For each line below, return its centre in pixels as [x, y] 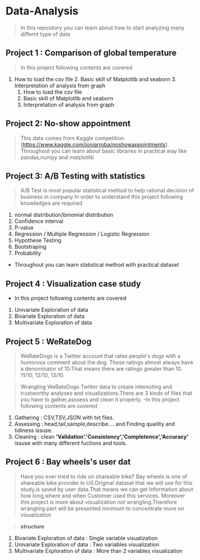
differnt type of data [45, 34]
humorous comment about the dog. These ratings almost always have [107, 362]
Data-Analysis [42, 11]
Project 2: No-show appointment [68, 123]
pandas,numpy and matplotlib [57, 157]
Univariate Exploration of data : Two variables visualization [87, 544]
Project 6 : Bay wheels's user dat [68, 462]
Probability [28, 253]
